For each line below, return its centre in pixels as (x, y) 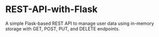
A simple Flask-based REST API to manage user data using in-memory (80, 23)
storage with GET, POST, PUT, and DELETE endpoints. (63, 28)
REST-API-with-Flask (52, 9)
